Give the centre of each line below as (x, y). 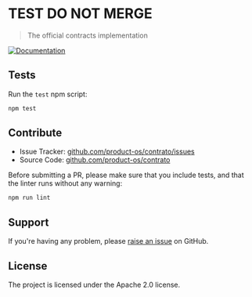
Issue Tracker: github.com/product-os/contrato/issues (107, 152)
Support (29, 222)
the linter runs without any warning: (65, 183)
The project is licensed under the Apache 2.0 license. (94, 284)
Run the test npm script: (48, 94)
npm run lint (29, 198)
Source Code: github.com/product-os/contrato (95, 160)
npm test (22, 108)
